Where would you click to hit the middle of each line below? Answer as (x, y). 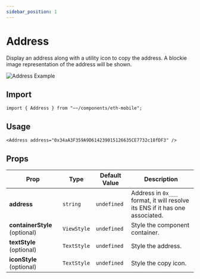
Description (161, 179)
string (72, 204)
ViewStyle (76, 229)
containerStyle (31, 225)
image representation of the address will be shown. (69, 64)
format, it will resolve (160, 200)
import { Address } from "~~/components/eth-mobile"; (74, 108)
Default (111, 175)
